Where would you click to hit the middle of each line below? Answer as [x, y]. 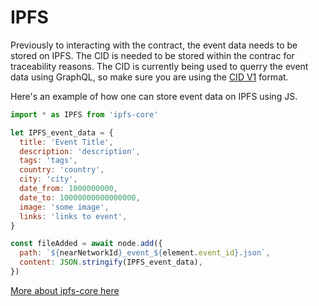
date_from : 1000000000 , [68, 189]
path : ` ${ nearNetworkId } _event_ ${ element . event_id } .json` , [145, 253]
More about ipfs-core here [65, 290]
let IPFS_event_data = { [62, 132]
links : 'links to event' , [73, 216]
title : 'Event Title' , [66, 142]
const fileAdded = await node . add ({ [86, 244]
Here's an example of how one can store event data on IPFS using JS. [154, 96]
